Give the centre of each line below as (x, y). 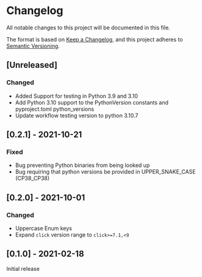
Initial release (23, 268)
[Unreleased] (32, 65)
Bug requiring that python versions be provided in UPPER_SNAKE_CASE (106, 172)
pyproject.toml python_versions (55, 109)
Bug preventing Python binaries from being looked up (82, 165)
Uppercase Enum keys (43, 228)
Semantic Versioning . (33, 46)
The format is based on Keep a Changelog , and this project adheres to (95, 39)
